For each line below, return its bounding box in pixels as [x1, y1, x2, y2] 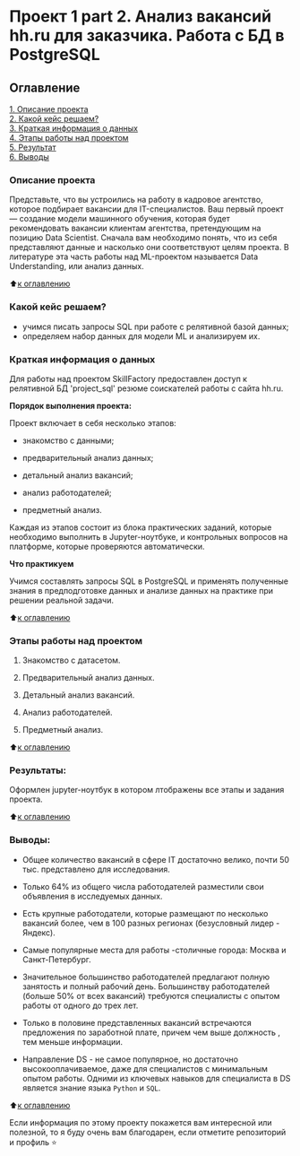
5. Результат [9, 142, 56, 152]
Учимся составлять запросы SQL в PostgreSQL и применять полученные [9, 576, 289, 587]
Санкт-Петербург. [21, 953, 91, 965]
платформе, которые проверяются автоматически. [9, 541, 205, 552]
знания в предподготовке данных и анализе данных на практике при [9, 585, 274, 595]
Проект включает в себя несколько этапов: [9, 417, 176, 428]
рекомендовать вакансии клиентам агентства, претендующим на [9, 222, 261, 234]
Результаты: [9, 764, 67, 777]
